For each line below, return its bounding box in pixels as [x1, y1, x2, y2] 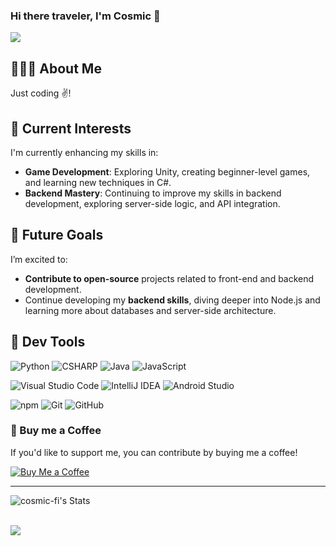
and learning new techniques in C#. [24, 176, 172, 188]
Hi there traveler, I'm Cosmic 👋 [10, 9, 161, 23]
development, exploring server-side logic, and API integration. [24, 197, 281, 209]
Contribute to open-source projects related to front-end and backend [24, 272, 315, 284]
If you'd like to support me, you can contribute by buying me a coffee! [10, 446, 298, 458]
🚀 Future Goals [10, 227, 104, 244]
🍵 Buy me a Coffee [10, 424, 102, 438]
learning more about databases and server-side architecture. [24, 304, 277, 316]
